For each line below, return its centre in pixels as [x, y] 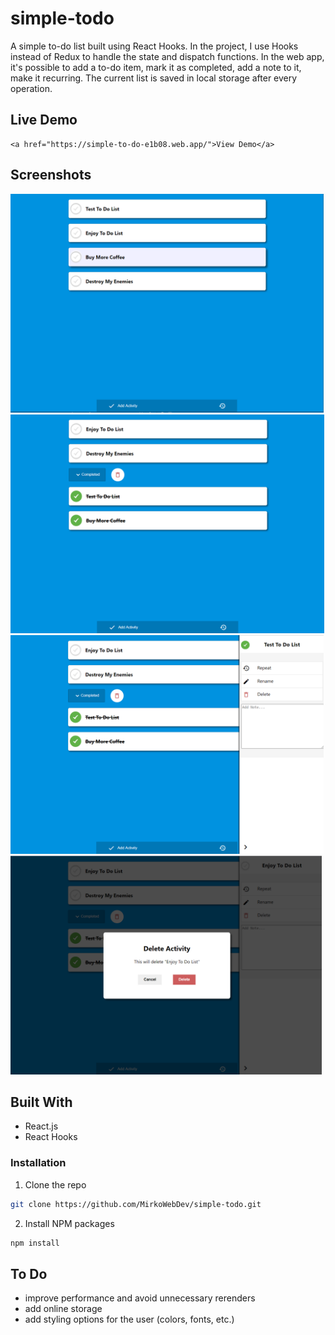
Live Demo [44, 120]
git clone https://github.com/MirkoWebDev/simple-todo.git [136, 1204]
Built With [41, 1102]
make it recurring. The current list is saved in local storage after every [154, 78]
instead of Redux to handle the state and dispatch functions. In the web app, [167, 56]
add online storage [63, 1309]
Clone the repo [55, 1184]
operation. [31, 88]
